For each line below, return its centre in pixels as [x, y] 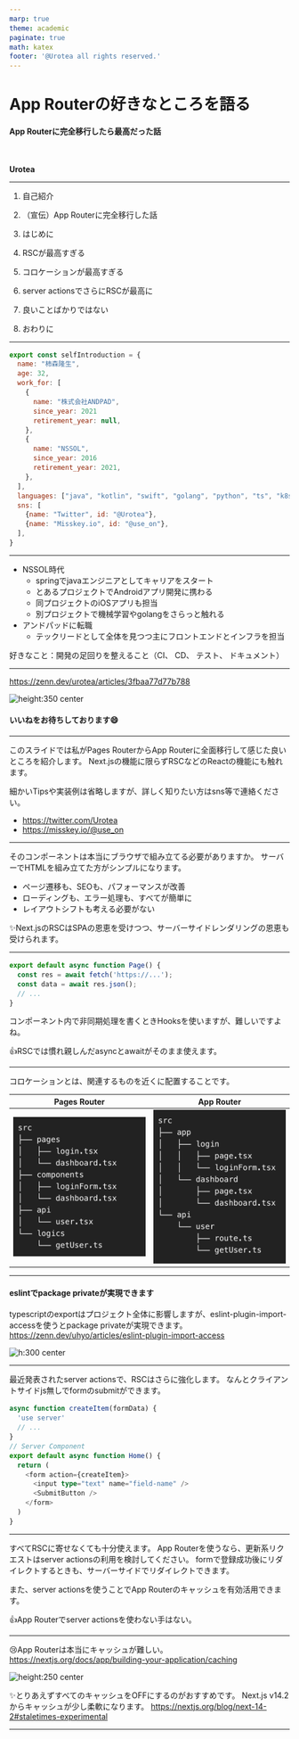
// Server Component [48, 1446]
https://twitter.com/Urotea [70, 820]
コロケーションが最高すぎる [73, 271]
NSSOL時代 [43, 569]
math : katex [31, 47]
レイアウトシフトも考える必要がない [89, 909]
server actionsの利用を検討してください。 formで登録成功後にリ [158, 1559]
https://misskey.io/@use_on [73, 830]
